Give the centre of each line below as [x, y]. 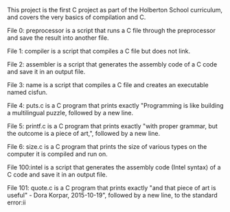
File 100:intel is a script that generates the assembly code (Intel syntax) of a [114, 167]
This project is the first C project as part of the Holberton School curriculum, [115, 10]
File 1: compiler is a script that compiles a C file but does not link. [99, 51]
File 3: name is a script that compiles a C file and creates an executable [108, 85]
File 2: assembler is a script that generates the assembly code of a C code [112, 64]
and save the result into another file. [58, 38]
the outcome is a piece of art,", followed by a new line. [83, 133]
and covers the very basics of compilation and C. [77, 17]
